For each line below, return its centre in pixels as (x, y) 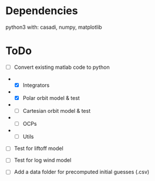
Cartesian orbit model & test (57, 111)
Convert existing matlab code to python (62, 67)
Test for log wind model (43, 160)
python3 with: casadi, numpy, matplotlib (54, 27)
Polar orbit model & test (51, 98)
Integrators (36, 85)
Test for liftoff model (39, 149)
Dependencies (42, 11)
